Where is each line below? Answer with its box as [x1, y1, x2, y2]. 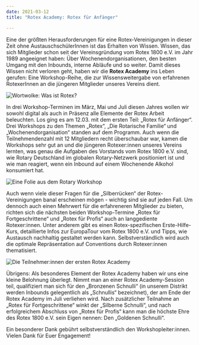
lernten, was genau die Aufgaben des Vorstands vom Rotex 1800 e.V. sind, [6, 147, 189, 155]
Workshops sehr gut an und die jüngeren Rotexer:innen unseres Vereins [6, 141, 182, 148]
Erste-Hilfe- [162, 221, 191, 228]
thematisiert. [6, 247, 37, 254]
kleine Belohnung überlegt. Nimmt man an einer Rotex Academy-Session [6, 276, 184, 283]
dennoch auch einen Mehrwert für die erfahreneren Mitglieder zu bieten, [6, 202, 184, 209]
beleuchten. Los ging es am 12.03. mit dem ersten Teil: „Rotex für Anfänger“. [6, 116, 193, 123]
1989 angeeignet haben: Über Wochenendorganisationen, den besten [6, 55, 177, 62]
